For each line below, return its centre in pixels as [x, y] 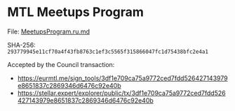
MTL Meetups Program [75, 12]
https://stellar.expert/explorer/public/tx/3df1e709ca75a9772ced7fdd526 [121, 93]
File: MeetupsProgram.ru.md [48, 31]
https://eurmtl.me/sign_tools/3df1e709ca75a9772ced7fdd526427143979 [122, 78]
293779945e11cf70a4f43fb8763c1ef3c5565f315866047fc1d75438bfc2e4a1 [108, 52]
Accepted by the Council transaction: [61, 64]
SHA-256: [22, 45]
